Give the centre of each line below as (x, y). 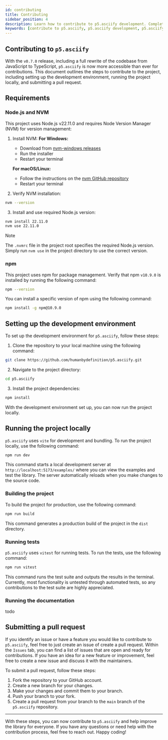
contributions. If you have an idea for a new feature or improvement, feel (80, 655)
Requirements (27, 98)
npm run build (20, 514)
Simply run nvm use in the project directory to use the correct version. (76, 251)
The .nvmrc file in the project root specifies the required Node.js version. (79, 245)
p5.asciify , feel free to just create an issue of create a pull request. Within (82, 645)
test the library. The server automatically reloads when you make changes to (84, 475)
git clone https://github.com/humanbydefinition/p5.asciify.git (73, 360)
